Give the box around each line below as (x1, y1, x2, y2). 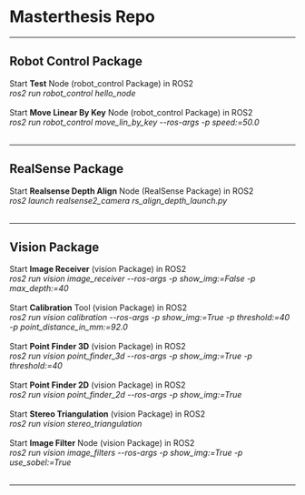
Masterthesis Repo (9, 6, 156, 27)
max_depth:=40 (9, 283, 70, 294)
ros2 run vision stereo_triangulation (9, 419, 143, 429)
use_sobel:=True (9, 457, 72, 468)
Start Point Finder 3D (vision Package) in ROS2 (9, 341, 186, 352)
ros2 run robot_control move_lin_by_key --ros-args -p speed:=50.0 (9, 116, 261, 127)
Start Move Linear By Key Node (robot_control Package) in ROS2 (9, 106, 253, 117)
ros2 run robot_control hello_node (9, 87, 136, 98)
